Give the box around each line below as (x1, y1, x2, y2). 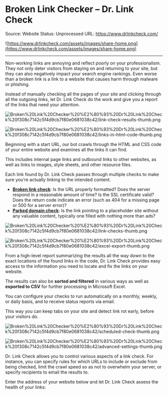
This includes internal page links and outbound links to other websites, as (5, 156, 156, 162)
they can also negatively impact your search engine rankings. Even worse (5, 70, 157, 76)
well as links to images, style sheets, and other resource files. (5, 161, 132, 167)
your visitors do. (5, 313, 38, 319)
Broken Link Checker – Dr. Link (5, 3, 134, 15)
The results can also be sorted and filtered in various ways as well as (5, 278, 149, 284)
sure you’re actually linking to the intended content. (5, 176, 111, 182)
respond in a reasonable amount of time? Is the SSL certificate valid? (12, 191, 154, 197)
